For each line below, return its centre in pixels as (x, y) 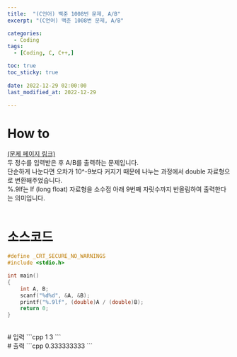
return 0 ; (35, 309)
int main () (23, 276)
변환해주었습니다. (38, 181)
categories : (25, 33)
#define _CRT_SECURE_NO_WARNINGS (57, 256)
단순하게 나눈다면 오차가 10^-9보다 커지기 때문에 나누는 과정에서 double (106, 171)
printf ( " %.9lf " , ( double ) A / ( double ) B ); (82, 302)
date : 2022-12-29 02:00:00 (47, 86)
